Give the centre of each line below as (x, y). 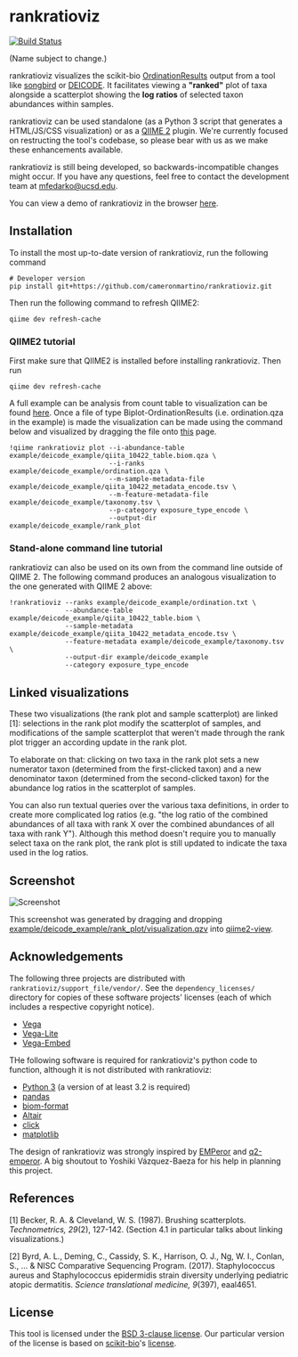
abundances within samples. (61, 103)
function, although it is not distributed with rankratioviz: (110, 1069)
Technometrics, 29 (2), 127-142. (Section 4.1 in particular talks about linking (146, 1229)
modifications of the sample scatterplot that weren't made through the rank (147, 733)
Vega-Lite (40, 1033)
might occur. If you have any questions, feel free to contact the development (149, 176)
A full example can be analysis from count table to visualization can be (139, 404)
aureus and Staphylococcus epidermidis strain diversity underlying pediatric (149, 1275)
